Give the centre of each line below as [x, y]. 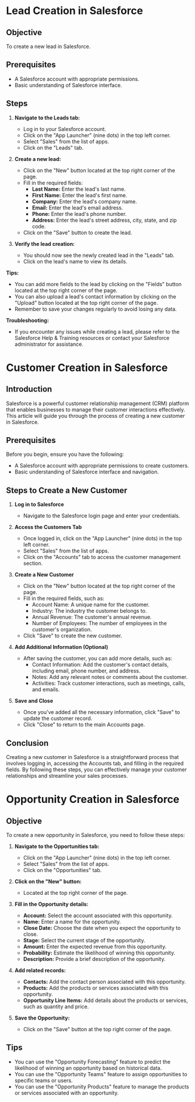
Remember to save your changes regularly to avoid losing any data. [95, 309]
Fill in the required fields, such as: [64, 599]
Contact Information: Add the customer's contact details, [100, 665]
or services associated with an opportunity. [67, 1093]
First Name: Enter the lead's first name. [79, 195]
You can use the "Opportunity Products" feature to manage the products [102, 1086]
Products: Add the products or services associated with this [96, 988]
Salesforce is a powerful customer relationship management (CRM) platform [97, 403]
